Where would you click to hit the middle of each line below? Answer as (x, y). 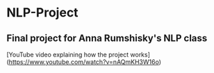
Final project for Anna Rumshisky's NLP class (107, 38)
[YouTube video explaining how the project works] (79, 54)
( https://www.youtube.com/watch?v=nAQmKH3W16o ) (84, 62)
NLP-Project (42, 13)
